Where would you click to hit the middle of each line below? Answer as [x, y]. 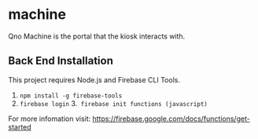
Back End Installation [61, 61]
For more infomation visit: [50, 119]
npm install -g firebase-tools [71, 96]
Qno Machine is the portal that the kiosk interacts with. [97, 36]
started [20, 126]
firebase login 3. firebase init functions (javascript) [114, 103]
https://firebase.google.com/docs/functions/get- [171, 119]
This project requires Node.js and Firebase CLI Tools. [94, 79]
